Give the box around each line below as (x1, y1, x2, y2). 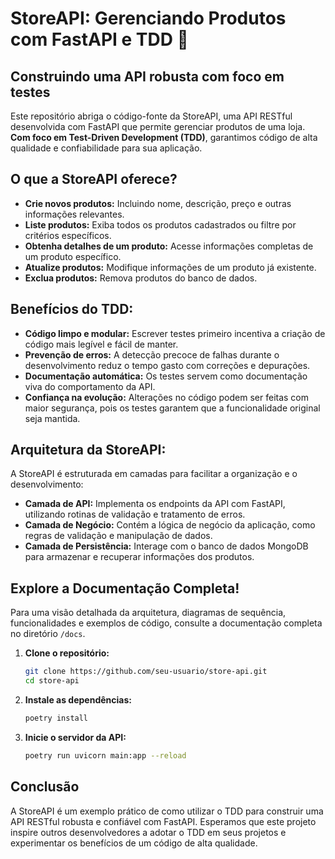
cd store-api (24, 676, 80, 686)
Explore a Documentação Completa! (10, 580, 240, 597)
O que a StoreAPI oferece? (10, 171, 178, 188)
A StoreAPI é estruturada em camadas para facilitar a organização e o (10, 468, 298, 480)
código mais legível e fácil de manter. (24, 338, 179, 350)
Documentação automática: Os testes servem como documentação (24, 370, 308, 382)
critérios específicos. (24, 229, 112, 241)
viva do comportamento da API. (24, 380, 156, 392)
